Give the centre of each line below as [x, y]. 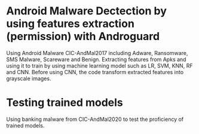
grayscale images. [29, 78]
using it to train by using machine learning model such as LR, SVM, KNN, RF [99, 66]
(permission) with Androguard [83, 36]
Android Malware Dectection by [87, 11]
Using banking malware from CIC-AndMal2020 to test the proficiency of [95, 119]
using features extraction [70, 24]
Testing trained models [65, 103]
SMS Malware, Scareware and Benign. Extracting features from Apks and [96, 59]
